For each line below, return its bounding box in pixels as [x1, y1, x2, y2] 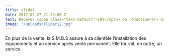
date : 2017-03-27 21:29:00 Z [5, 12, 66, 17]
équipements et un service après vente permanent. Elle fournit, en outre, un [5, 41, 162, 47]
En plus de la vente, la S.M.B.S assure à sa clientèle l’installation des [5, 35, 146, 41]
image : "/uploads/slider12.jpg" [5, 21, 73, 27]
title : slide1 [5, 7, 35, 13]
